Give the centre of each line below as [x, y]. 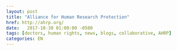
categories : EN [25, 39]
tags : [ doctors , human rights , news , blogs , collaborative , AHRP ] [89, 33]
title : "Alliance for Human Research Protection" [68, 17]
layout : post [22, 11]
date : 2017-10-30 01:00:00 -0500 [50, 28]
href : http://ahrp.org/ [35, 22]
